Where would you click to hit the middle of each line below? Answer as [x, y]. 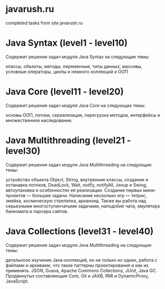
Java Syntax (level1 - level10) [67, 43]
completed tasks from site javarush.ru [44, 23]
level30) [23, 151]
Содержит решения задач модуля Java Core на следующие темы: [76, 105]
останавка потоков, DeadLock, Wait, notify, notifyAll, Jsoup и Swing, [77, 185]
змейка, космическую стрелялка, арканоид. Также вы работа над [76, 201]
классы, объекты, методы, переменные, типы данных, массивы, [74, 66]
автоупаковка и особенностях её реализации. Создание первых [74, 190]
